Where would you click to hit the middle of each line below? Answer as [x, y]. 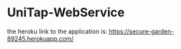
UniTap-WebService [66, 13]
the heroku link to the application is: [57, 31]
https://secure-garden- [141, 31]
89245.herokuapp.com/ [40, 38]
